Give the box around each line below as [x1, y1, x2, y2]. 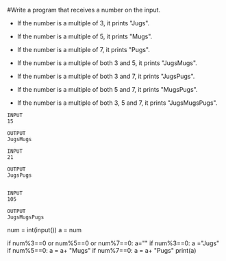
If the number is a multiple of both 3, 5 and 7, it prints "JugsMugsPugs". [16, 99, 218, 107]
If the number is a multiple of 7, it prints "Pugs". [16, 46, 151, 53]
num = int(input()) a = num [7, 226, 82, 234]
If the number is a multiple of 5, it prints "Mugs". [16, 32, 153, 40]
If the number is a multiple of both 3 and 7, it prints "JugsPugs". [16, 72, 195, 80]
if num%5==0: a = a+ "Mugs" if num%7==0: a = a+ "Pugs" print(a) [7, 247, 197, 254]
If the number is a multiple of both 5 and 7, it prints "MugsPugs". [16, 86, 198, 93]
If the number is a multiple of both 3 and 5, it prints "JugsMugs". [16, 59, 197, 67]
